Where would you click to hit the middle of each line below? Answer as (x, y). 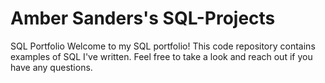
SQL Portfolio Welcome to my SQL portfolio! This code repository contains (163, 46)
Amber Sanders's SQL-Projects (143, 18)
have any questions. (51, 67)
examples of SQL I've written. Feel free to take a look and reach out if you (161, 56)
